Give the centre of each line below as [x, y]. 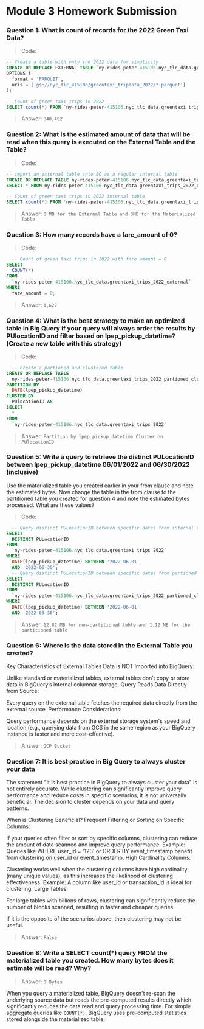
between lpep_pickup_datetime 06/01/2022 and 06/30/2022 [98, 465]
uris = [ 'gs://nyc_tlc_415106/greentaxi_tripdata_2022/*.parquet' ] [99, 85]
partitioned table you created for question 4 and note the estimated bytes [98, 498]
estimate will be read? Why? [49, 968]
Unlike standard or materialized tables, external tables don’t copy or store [98, 678]
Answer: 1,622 [39, 305]
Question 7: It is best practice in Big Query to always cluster [96, 762]
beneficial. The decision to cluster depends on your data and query [90, 802]
